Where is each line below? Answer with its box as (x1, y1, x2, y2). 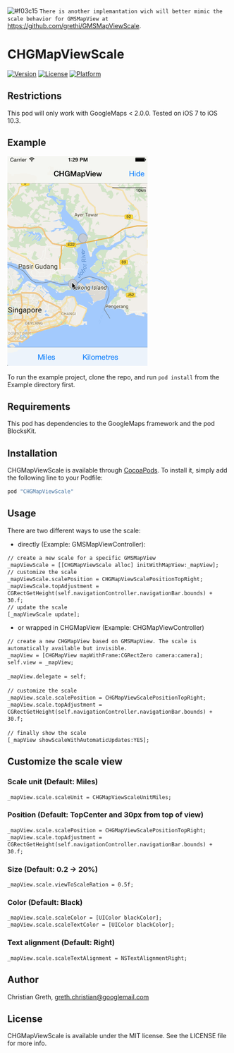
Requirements (7, 401, 70, 413)
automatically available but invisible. (7, 645, 128, 652)
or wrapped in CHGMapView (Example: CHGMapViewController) (17, 623, 204, 631)
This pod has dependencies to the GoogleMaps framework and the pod (7, 420, 215, 428)
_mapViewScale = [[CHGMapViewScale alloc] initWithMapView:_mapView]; (7, 561, 219, 568)
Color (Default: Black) (7, 898, 83, 908)
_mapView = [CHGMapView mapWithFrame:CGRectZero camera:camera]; (7, 652, 203, 659)
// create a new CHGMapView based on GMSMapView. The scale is (7, 638, 197, 645)
